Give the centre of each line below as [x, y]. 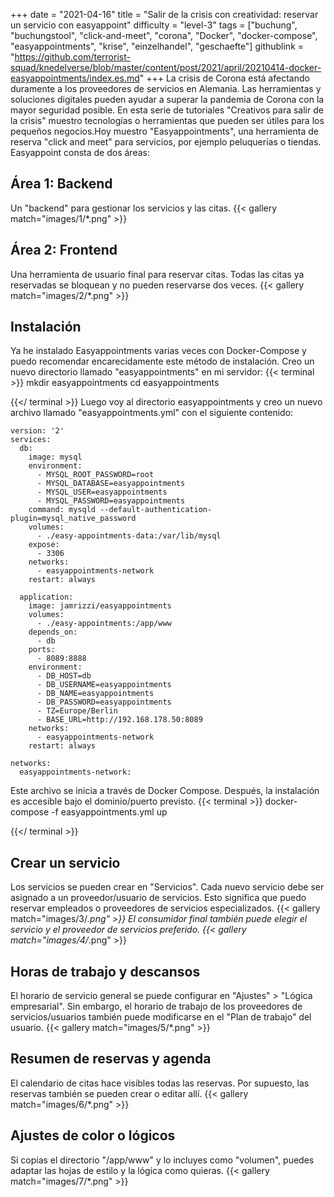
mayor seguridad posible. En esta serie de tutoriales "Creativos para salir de [167, 110]
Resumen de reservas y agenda [111, 1059]
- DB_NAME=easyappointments [95, 694]
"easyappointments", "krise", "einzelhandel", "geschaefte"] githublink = [157, 46]
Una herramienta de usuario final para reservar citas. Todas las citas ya [157, 274]
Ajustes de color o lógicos [93, 1135]
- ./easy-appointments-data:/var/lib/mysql [129, 536]
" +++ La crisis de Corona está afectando [224, 78]
